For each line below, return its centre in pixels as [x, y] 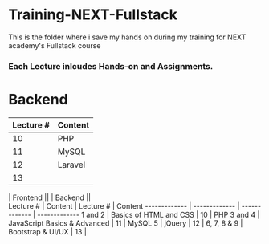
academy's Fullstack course [55, 45]
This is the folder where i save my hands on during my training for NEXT [127, 37]
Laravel [71, 165]
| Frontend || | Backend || [50, 197]
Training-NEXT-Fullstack [93, 15]
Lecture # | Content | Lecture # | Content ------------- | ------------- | [124, 205]
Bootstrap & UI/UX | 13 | [47, 231]
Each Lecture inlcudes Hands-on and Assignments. [111, 66]
